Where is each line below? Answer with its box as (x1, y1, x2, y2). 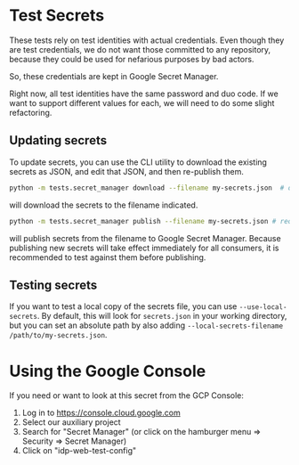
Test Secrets (9, 5, 105, 26)
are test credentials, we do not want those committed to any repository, (9, 44, 271, 54)
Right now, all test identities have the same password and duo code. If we (9, 88, 279, 99)
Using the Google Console (9, 361, 206, 381)
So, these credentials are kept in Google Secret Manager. (9, 70, 219, 81)
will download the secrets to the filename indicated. (9, 200, 198, 210)
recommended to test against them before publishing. (9, 251, 206, 263)
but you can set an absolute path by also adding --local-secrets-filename (9, 320, 283, 330)
